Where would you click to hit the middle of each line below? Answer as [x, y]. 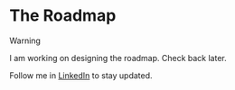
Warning [25, 40]
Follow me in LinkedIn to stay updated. [81, 75]
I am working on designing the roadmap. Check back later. [118, 58]
